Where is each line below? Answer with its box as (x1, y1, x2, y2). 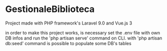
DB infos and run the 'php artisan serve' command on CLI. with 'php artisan (5, 35, 162, 41)
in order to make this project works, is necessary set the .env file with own (5, 29, 160, 35)
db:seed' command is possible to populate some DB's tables (5, 40, 132, 46)
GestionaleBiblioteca (5, 3, 95, 15)
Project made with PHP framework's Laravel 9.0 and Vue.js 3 (5, 20, 133, 26)
